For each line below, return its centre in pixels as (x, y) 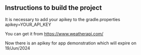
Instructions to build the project (54, 8)
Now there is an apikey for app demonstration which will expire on (71, 43)
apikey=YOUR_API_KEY (28, 24)
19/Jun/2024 (18, 48)
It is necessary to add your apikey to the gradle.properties (63, 19)
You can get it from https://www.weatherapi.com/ (54, 33)
